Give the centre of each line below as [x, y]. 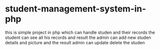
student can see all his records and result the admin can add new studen [78, 37]
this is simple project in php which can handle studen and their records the [80, 32]
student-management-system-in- [76, 9]
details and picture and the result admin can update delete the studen [75, 42]
